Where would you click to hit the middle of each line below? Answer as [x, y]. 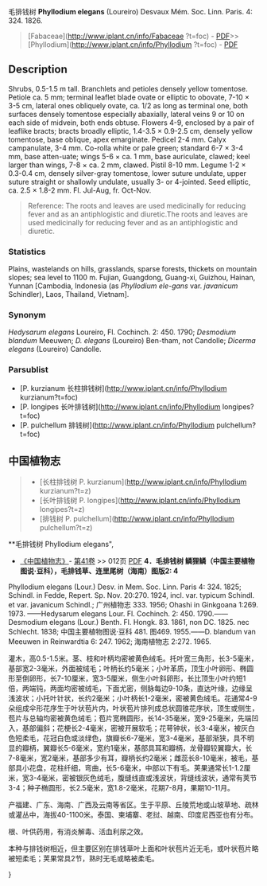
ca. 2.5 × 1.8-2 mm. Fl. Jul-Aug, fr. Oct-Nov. [80, 190]
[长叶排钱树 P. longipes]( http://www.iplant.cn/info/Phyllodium [140, 500]
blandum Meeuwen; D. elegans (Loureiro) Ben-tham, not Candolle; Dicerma [132, 341]
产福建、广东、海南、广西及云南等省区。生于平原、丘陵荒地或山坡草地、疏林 [133, 804]
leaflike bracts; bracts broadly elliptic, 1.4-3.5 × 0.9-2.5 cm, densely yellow [130, 131]
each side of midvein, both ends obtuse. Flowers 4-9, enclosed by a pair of [131, 123]
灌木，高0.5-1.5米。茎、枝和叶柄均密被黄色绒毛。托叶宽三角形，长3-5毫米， [133, 658]
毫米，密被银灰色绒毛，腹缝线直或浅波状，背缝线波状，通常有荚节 [149, 778]
